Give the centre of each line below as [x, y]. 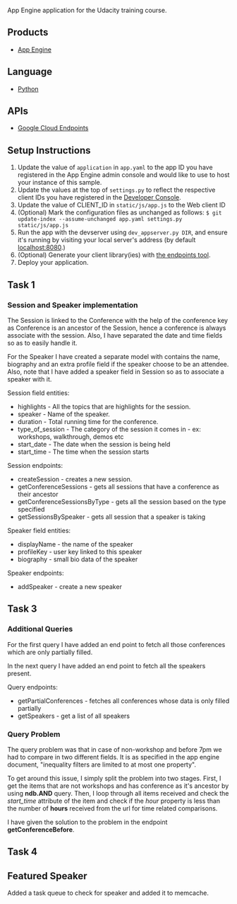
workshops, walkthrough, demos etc [71, 436]
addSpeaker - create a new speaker [69, 586]
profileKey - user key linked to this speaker [80, 551]
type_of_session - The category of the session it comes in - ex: [109, 429]
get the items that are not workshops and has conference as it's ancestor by [118, 786]
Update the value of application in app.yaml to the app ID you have [115, 167]
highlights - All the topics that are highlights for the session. [104, 406]
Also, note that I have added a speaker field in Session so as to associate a [116, 372]
